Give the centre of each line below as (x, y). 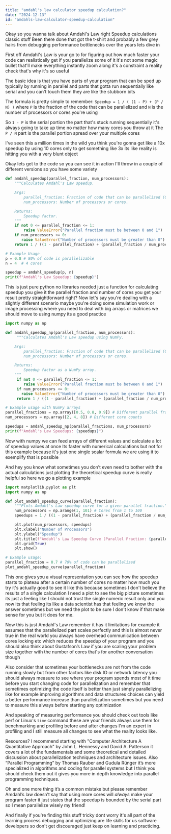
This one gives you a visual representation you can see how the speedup (82, 577)
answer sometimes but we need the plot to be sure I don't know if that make (85, 609)
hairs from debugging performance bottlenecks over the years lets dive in (83, 45)
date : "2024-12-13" (26, 15)
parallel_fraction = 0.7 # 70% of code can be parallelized (70, 562)
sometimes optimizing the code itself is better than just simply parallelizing (83, 689)
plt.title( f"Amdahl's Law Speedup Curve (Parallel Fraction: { (83, 539)
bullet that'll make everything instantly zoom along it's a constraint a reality (84, 66)
